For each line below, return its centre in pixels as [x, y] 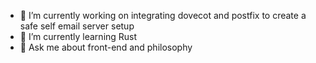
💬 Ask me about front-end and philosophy [106, 47]
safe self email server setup [77, 26]
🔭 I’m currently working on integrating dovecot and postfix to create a [163, 15]
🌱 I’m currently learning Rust [78, 36]
